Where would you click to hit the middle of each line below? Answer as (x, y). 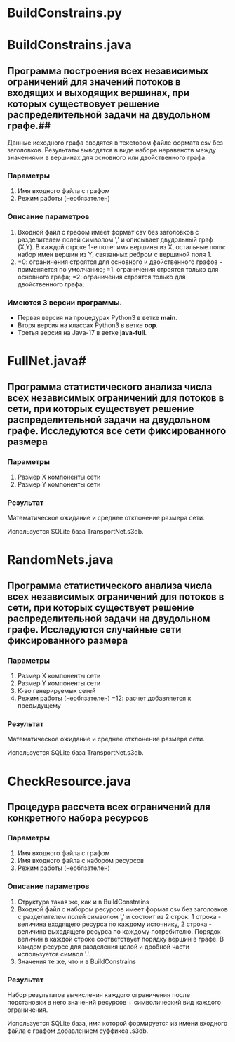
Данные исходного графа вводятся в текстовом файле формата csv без (115, 143)
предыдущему (39, 706)
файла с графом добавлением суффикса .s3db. (78, 1031)
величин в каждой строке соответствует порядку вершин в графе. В (121, 939)
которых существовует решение (83, 104)
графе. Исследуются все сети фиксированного (117, 431)
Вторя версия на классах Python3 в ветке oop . (87, 325)
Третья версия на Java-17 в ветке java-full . (82, 333)
